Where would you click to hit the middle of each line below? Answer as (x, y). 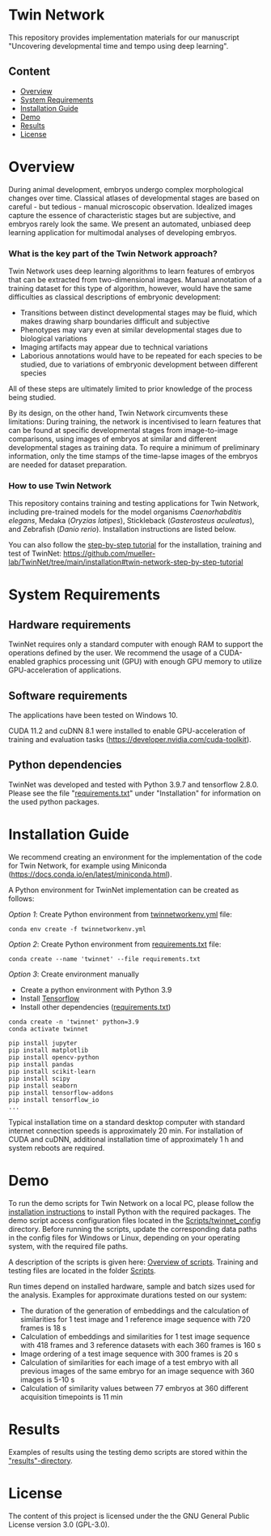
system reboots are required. (57, 1148)
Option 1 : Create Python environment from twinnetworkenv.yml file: (120, 914)
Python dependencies (66, 765)
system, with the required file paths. (68, 1246)
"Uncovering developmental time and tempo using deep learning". (119, 45)
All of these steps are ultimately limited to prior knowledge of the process (131, 388)
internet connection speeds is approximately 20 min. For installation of (126, 1131)
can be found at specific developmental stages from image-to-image (123, 430)
